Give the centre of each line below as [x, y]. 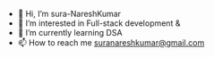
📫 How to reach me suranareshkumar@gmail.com [111, 43]
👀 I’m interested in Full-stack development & [99, 23]
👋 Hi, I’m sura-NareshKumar [69, 14]
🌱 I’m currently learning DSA [70, 33]
